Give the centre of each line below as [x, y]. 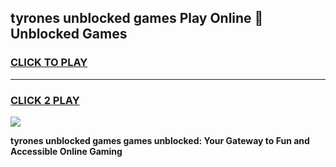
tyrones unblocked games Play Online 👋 [137, 18]
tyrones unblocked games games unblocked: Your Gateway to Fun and [160, 140]
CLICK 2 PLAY [45, 100]
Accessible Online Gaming [66, 151]
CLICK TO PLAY [49, 63]
